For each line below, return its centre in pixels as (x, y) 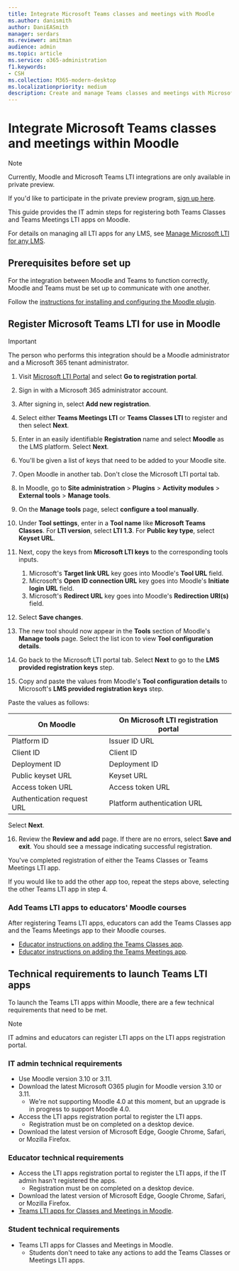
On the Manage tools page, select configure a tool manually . (109, 509)
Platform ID (30, 741)
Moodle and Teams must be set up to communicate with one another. (110, 288)
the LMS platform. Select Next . (63, 446)
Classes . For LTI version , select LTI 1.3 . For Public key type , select (116, 530)
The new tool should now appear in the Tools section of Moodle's (114, 631)
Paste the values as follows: (49, 702)
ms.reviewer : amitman (40, 41)
